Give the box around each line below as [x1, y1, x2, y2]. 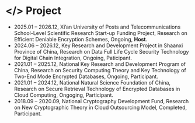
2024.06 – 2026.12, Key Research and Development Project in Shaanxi [13, 42, 183, 49]
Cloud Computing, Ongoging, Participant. [13, 92, 113, 99]
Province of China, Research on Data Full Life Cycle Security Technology [13, 48, 189, 55]
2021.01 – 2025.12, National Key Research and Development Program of [13, 60, 186, 68]
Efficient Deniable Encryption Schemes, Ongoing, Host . [13, 36, 148, 43]
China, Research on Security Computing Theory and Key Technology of [13, 66, 186, 73]
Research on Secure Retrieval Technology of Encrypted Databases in [13, 85, 180, 92]
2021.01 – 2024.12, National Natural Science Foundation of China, [13, 79, 170, 86]
